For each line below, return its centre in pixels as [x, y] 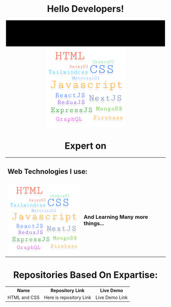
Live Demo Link [112, 298]
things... [94, 223]
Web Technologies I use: [47, 171]
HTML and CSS [23, 298]
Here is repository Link [68, 298]
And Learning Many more [116, 217]
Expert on [85, 146]
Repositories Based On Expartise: [85, 275]
